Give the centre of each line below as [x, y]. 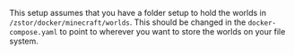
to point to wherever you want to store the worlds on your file [173, 31]
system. [24, 41]
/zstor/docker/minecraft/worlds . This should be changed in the [128, 22]
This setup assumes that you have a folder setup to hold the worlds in [138, 13]
